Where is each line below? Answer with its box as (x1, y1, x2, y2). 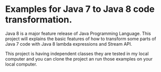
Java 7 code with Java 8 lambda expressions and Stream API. (5, 41, 132, 47)
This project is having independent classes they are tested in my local (5, 51, 149, 57)
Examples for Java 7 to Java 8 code (5, 3, 155, 15)
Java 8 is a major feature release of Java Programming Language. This (5, 30, 151, 36)
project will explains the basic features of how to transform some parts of (5, 36, 156, 42)
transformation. (5, 14, 72, 25)
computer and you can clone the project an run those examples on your (5, 56, 153, 62)
